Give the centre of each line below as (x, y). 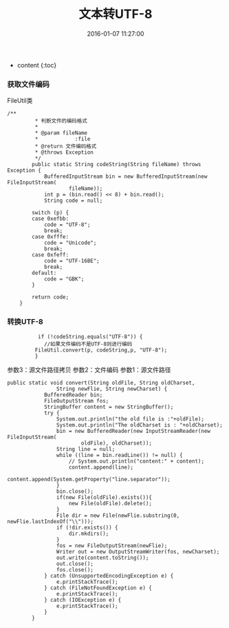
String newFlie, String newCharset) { (112, 389)
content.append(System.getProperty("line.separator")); (89, 479)
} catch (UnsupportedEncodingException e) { (109, 576)
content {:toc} (37, 65)
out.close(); (75, 564)
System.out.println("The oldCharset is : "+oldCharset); (140, 425)
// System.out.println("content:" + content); (137, 461)
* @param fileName (61, 133)
